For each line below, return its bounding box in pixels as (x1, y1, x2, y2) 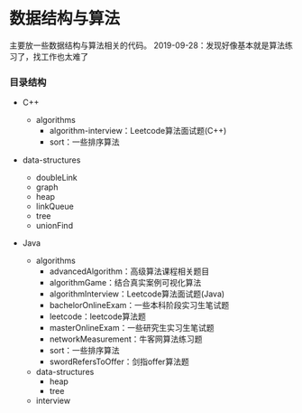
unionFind (35, 221, 74, 231)
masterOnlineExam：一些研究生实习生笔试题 (49, 323, 215, 333)
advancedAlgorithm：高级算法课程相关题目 (49, 266, 210, 277)
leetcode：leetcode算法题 (49, 311, 146, 322)
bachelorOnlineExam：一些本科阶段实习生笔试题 (49, 300, 230, 311)
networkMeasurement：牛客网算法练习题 (49, 333, 203, 344)
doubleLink (35, 173, 78, 183)
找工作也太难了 (32, 51, 88, 61)
